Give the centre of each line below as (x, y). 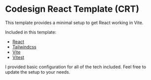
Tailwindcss (24, 47)
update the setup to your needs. (38, 72)
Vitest (18, 57)
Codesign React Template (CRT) (72, 9)
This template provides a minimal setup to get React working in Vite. (74, 23)
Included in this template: (31, 32)
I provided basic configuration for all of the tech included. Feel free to (76, 67)
